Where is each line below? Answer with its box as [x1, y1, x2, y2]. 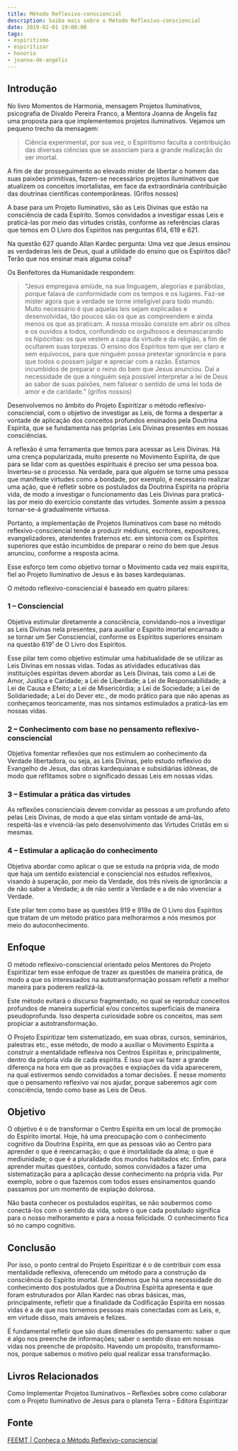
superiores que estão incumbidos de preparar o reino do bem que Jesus [7, 541, 219, 550]
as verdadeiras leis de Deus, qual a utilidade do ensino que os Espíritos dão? [7, 247, 231, 255]
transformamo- [176, 1342, 222, 1350]
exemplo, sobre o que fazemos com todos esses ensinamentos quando [7, 1178, 216, 1186]
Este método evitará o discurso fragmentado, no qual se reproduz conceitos [7, 996, 230, 1005]
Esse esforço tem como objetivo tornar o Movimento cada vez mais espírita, [7, 563, 229, 571]
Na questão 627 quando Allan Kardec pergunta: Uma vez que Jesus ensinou [7, 239, 231, 248]
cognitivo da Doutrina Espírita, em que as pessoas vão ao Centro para [7, 1140, 212, 1148]
